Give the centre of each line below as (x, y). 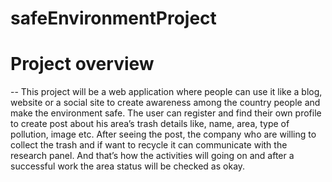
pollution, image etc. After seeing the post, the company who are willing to (163, 134)
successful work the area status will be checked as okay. (128, 166)
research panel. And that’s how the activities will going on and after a (152, 156)
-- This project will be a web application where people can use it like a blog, (166, 92)
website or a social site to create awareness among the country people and (165, 103)
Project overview (82, 64)
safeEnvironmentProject (113, 18)
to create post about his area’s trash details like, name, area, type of (150, 124)
